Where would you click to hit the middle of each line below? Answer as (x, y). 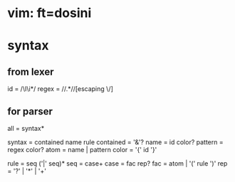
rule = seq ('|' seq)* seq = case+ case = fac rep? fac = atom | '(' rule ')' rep (117, 164)
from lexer (31, 71)
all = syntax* (26, 128)
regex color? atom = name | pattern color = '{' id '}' (82, 150)
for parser (30, 111)
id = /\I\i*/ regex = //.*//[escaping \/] (61, 89)
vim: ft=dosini (49, 13)
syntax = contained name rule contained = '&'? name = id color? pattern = (115, 142)
